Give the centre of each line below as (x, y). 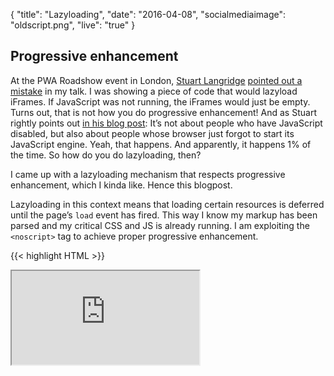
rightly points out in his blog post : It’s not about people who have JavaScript (166, 123)
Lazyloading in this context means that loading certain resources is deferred (167, 204)
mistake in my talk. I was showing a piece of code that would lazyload (154, 91)
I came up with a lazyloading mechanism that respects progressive (148, 174)
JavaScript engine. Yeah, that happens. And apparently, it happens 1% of (161, 144)
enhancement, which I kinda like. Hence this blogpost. (121, 185)
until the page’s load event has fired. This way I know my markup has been (164, 215)
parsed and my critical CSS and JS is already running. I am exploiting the (160, 225)
